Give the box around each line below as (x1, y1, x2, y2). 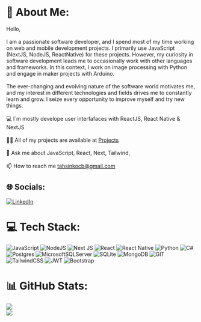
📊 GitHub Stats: (6, 279, 88, 293)
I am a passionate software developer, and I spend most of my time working (6, 38, 194, 45)
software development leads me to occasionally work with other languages (6, 57, 193, 64)
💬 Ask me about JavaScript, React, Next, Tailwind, (6, 149, 131, 156)
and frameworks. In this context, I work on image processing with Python (6, 63, 188, 71)
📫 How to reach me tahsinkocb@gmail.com (6, 162, 116, 169)
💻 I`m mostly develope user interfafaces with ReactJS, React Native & (6, 115, 181, 122)
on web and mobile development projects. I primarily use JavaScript (6, 44, 175, 52)
